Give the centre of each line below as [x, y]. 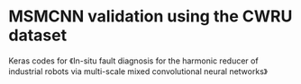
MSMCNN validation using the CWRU [150, 17]
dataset [38, 35]
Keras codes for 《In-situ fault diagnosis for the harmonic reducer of [133, 61]
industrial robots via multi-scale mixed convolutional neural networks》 [138, 71]
